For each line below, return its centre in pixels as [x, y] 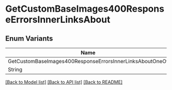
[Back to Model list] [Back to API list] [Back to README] [64, 82]
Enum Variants [29, 38]
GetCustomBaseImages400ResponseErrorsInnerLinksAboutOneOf [88, 61]
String [15, 69]
